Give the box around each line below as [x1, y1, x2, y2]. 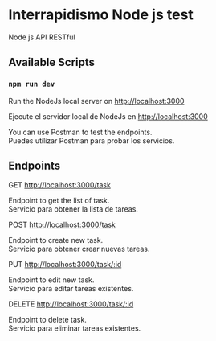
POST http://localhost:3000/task [8, 220, 116, 230]
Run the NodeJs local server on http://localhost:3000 [8, 96, 185, 105]
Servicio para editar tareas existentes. [8, 284, 134, 294]
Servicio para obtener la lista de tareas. [8, 204, 139, 214]
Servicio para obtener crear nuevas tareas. [8, 244, 150, 254]
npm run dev [8, 80, 55, 89]
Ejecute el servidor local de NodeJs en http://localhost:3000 [8, 111, 209, 121]
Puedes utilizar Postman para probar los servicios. [8, 135, 175, 146]
